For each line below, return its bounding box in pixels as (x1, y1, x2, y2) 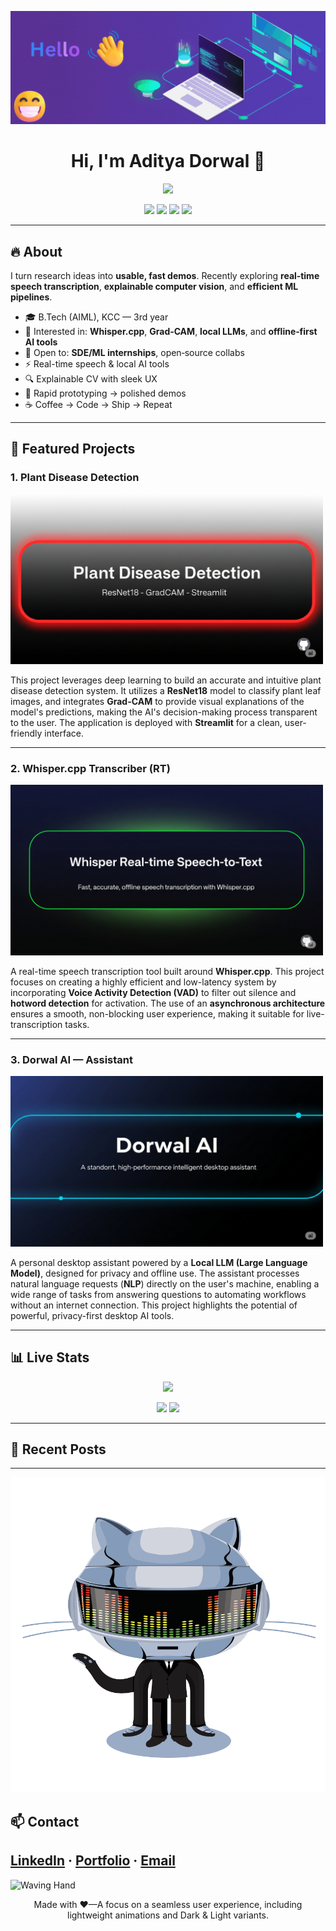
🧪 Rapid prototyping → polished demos (24, 387, 187, 400)
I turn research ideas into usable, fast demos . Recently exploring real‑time (10, 270, 320, 282)
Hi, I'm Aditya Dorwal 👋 (70, 150, 266, 173)
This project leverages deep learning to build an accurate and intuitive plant (10, 674, 322, 686)
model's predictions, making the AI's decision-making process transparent (10, 706, 318, 718)
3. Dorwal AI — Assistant (10, 1052, 133, 1066)
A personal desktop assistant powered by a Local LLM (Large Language (10, 1256, 308, 1268)
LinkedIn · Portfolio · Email (10, 1852, 176, 1870)
